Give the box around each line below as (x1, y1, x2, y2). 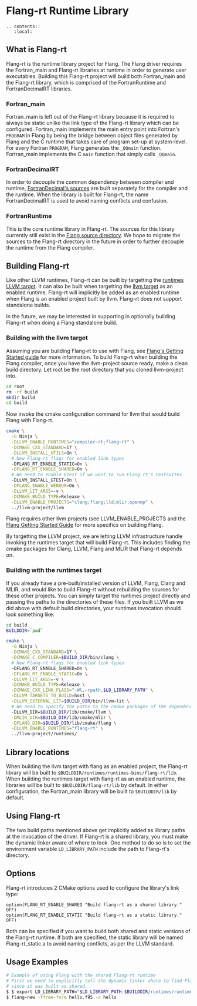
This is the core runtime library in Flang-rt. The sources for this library (6, 225, 175, 233)
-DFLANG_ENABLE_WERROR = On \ (11, 483, 80, 489)
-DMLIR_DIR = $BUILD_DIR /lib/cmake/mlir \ (11, 715, 111, 721)
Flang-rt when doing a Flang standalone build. (6, 319, 118, 327)
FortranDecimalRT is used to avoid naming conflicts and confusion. (6, 197, 168, 204)
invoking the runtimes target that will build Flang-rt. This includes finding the (6, 539, 191, 546)
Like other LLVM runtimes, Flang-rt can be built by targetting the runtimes (6, 277, 184, 284)
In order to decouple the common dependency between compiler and (6, 179, 174, 186)
